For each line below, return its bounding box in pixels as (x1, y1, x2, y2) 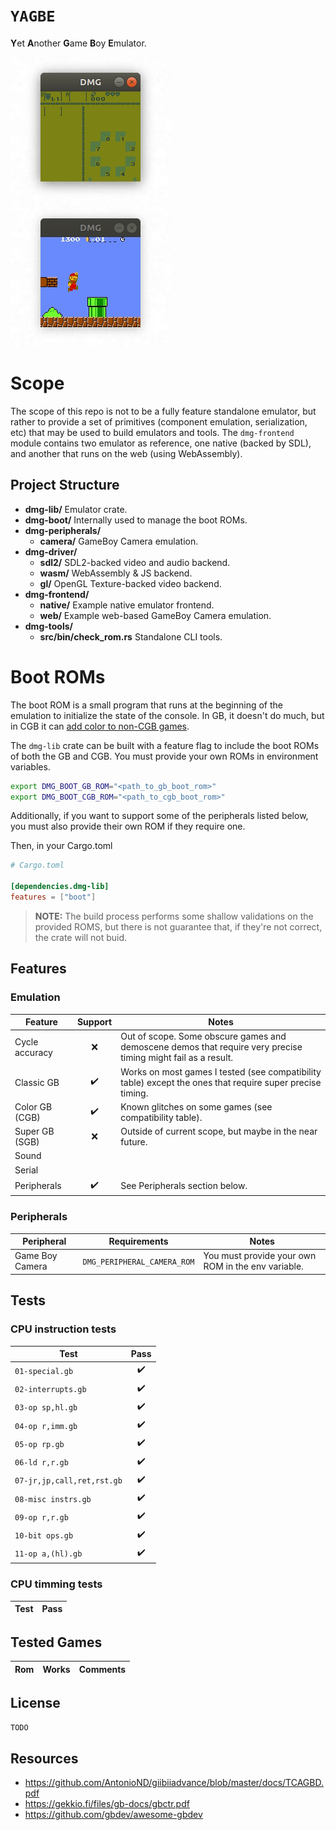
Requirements (108, 1235, 169, 1248)
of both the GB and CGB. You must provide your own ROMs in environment (10, 750, 319, 762)
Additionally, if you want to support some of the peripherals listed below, (10, 810, 309, 822)
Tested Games (10, 1634, 103, 1651)
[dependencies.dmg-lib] (10, 882, 110, 892)
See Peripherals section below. (120, 1180, 248, 1192)
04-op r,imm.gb (14, 1421, 78, 1431)
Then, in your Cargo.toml (10, 840, 113, 852)
